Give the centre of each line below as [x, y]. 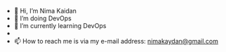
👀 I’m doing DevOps [42, 18]
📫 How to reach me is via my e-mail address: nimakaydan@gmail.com [116, 41]
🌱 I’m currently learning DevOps [60, 26]
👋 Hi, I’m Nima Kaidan [45, 11]
